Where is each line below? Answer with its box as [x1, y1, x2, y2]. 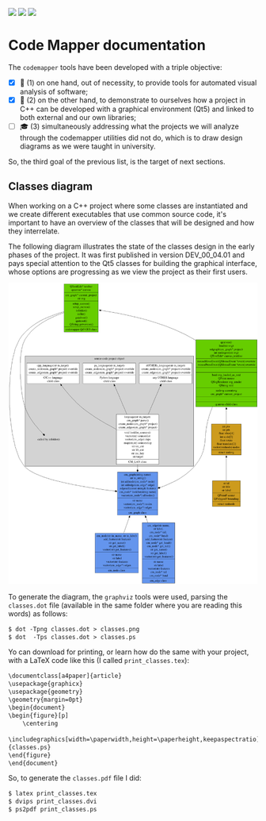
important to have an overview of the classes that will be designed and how [8, 218, 255, 227]
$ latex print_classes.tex [8, 790, 97, 798]
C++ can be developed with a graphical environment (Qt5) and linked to [19, 104, 255, 114]
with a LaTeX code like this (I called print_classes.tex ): [8, 656, 190, 665]
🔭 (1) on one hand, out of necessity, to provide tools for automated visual [19, 78, 257, 87]
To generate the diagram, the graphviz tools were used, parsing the [8, 592, 228, 602]
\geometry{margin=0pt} [8, 696, 83, 704]
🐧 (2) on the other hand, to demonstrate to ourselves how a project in [19, 95, 245, 105]
